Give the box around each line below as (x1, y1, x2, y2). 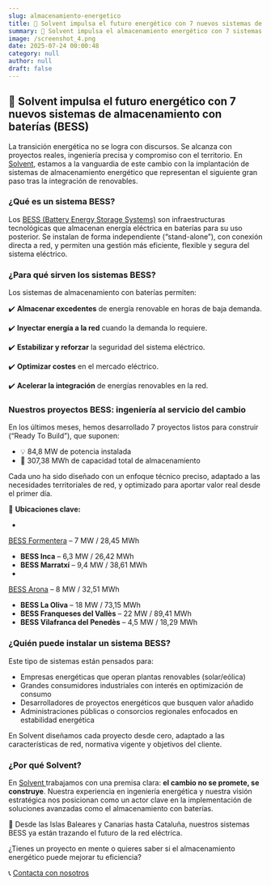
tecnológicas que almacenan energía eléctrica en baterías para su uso (8, 223, 243, 233)
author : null (8, 58, 53, 66)
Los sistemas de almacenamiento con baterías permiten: (8, 288, 197, 297)
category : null (8, 49, 60, 58)
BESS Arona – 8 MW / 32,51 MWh (8, 584, 120, 594)
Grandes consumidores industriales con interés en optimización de (19, 680, 243, 690)
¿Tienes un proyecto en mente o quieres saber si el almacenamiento (8, 844, 236, 853)
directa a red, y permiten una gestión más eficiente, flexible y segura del (8, 240, 250, 250)
